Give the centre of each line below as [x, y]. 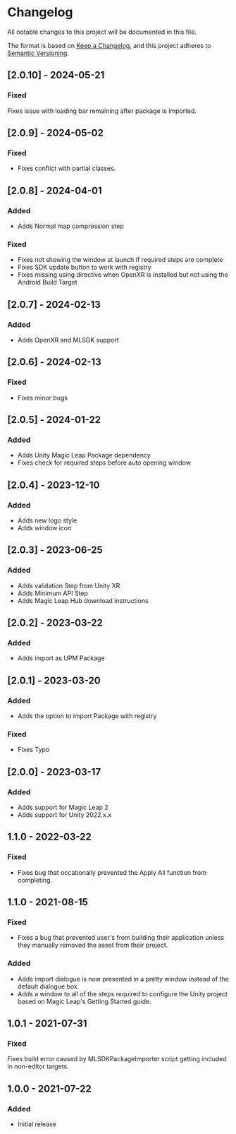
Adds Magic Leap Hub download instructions [83, 600]
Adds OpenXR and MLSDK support [68, 340]
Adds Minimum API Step [52, 593]
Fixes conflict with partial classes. [67, 168]
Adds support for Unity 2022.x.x [64, 815]
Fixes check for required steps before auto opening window [104, 462]
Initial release [37, 1124]
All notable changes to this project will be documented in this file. [102, 32]
